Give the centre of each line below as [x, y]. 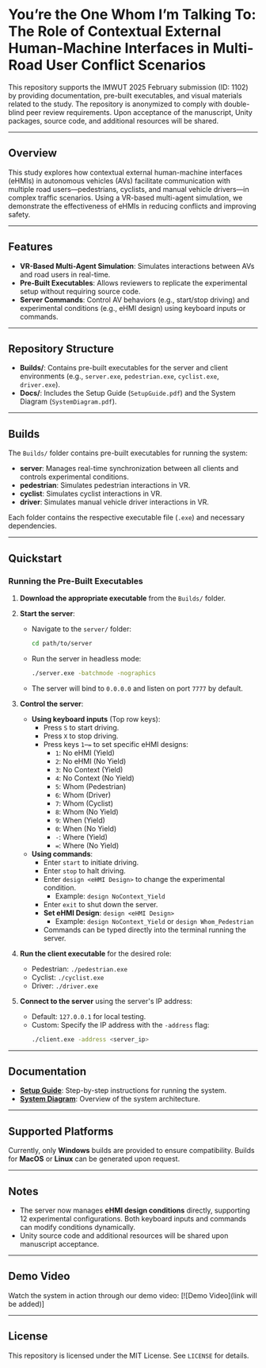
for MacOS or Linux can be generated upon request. [94, 1159]
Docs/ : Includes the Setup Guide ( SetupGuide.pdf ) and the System [127, 393]
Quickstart [35, 558]
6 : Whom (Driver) [83, 795]
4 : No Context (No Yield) [95, 778]
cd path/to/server [62, 643]
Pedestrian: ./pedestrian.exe [80, 968]
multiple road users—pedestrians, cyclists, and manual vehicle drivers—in [129, 189]
